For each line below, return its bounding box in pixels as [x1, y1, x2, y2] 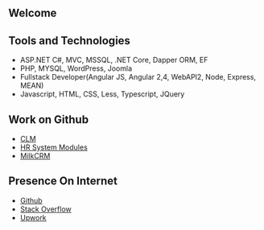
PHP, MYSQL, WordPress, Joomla [19, 64, 133, 73]
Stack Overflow [19, 204, 72, 214]
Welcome [8, 6, 57, 20]
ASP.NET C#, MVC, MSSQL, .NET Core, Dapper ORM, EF [19, 55, 208, 65]
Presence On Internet [8, 175, 118, 188]
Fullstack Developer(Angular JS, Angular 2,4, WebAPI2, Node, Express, [19, 72, 256, 82]
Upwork [19, 212, 47, 222]
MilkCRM [19, 151, 51, 161]
